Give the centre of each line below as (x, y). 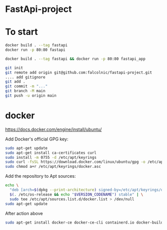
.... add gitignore (25, 77)
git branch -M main (25, 91)
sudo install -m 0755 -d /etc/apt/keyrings (51, 157)
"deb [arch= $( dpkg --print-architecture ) (53, 190)
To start (22, 32)
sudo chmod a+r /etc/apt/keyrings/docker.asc (53, 167)
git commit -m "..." (27, 86)
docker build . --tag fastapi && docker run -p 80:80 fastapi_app (75, 59)
